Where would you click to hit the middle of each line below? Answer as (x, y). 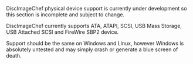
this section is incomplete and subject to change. (65, 15)
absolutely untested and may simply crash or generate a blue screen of (92, 49)
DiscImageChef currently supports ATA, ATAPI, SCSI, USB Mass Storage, (94, 26)
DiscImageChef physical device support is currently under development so (97, 8)
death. (14, 56)
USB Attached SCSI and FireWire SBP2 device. (62, 32)
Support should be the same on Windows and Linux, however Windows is (95, 43)
